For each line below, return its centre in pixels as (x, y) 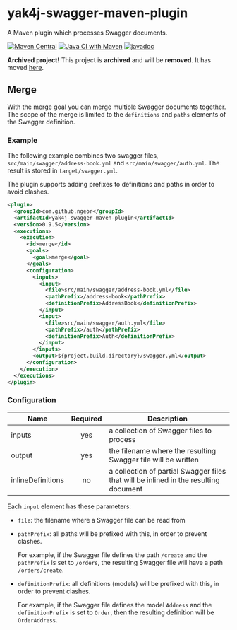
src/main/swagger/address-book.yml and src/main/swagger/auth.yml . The (114, 163)
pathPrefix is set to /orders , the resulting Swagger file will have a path (120, 562)
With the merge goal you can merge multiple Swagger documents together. (117, 107)
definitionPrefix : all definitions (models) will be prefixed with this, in (118, 583)
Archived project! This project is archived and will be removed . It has (109, 60)
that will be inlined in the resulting (164, 480)
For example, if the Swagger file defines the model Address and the (115, 605)
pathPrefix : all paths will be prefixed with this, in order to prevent (112, 533)
